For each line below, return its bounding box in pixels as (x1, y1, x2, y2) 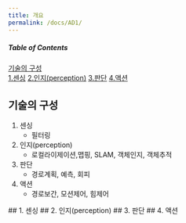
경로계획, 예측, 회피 (31, 170, 90, 179)
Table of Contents (8, 43, 68, 52)
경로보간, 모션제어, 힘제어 (31, 189, 110, 199)
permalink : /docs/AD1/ (8, 19, 82, 27)
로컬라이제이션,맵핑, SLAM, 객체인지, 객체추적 (31, 150, 173, 160)
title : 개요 (8, 11, 45, 20)
